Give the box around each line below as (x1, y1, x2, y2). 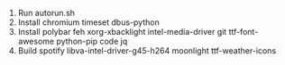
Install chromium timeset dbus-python (17, 17, 160, 28)
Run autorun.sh (17, 8, 75, 18)
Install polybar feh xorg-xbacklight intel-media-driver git (17, 27, 227, 37)
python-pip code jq (56, 36, 128, 46)
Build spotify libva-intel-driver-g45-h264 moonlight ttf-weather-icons (17, 45, 277, 56)
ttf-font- (228, 27, 259, 37)
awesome (17, 36, 55, 46)
